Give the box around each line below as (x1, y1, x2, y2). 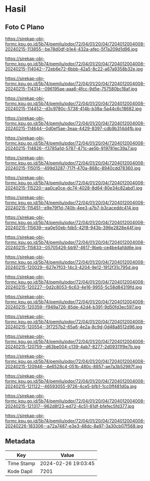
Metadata (5, 437, 35, 445)
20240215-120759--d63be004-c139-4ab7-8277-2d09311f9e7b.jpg (5, 344, 141, 350)
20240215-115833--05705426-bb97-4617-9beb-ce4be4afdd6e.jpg (5, 245, 142, 250)
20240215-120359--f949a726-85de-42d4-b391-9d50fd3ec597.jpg (5, 304, 141, 310)
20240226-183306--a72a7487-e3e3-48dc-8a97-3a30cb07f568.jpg (5, 423, 143, 429)
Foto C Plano (5, 23, 44, 31)
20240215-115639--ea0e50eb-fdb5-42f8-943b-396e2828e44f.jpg (5, 225, 141, 230)
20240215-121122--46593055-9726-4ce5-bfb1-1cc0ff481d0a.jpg (5, 383, 137, 389)
